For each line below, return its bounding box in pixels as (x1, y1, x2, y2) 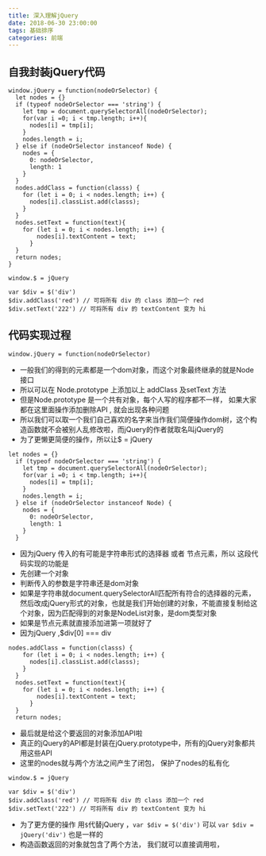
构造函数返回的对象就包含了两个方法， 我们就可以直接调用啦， (19, 839, 224, 849)
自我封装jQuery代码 (8, 65, 106, 79)
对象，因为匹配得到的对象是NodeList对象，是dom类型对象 (26, 608, 217, 618)
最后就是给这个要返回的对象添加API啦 (19, 728, 143, 738)
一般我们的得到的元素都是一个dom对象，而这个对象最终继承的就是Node (19, 364, 254, 374)
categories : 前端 (8, 33, 64, 42)
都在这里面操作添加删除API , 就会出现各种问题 (19, 404, 170, 414)
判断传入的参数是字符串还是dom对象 (19, 578, 140, 588)
